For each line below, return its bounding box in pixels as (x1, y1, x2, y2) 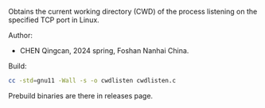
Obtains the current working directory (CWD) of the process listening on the (8, 7, 258, 16)
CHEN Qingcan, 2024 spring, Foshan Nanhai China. (19, 46, 189, 55)
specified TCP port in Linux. (8, 15, 99, 25)
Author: (8, 31, 33, 40)
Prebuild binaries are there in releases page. (8, 91, 154, 100)
